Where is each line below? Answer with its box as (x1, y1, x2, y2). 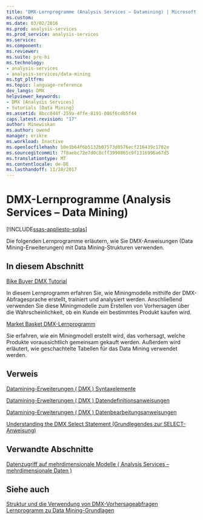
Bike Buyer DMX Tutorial (6, 277, 67, 285)
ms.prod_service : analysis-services (6, 32, 99, 38)
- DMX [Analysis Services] (6, 99, 75, 105)
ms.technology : (6, 59, 45, 65)
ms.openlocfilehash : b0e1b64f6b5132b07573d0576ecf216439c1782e (6, 144, 170, 150)
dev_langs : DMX (6, 88, 45, 94)
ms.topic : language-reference (6, 82, 83, 88)
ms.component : (6, 43, 42, 49)
